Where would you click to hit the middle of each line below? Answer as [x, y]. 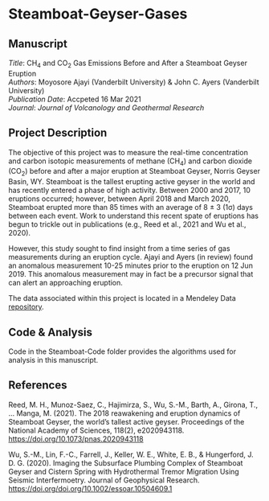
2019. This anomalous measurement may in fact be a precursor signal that [131, 274]
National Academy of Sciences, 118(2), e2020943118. [96, 430]
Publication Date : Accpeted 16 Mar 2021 [75, 99]
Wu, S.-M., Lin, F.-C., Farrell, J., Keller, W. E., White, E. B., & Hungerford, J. [131, 454]
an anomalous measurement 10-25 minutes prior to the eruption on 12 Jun [130, 265]
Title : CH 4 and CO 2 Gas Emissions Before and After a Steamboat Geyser [128, 64]
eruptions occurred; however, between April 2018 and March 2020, [120, 199]
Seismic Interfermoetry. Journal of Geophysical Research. [104, 480]
